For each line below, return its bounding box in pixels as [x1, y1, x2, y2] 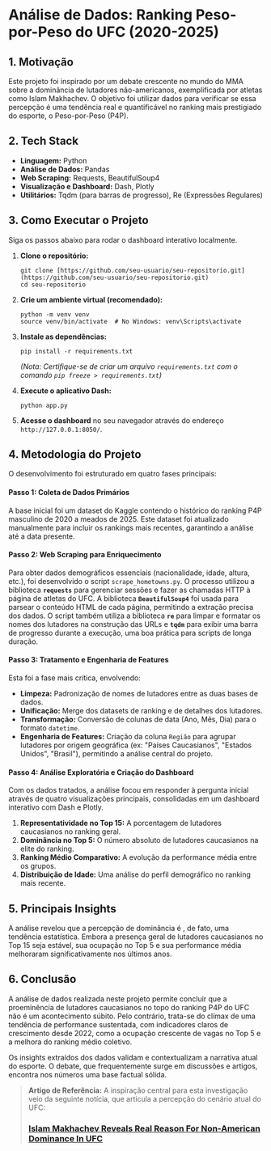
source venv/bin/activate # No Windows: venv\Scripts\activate [19, 317, 242, 325]
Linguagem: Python [19, 155, 87, 165]
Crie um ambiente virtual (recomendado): [19, 294, 163, 304]
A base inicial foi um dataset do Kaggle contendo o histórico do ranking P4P [8, 506, 263, 515]
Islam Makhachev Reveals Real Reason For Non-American [28, 1123, 260, 1134]
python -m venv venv [19, 310, 90, 319]
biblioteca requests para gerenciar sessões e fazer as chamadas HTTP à [8, 585, 251, 595]
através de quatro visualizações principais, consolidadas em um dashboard [8, 794, 260, 804]
